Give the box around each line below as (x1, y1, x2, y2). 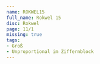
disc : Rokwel (6, 20, 40, 26)
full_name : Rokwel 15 (6, 15, 62, 21)
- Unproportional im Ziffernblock (6, 49, 95, 55)
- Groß (6, 43, 23, 49)
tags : (6, 37, 20, 43)
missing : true (6, 32, 43, 38)
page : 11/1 (6, 26, 34, 32)
